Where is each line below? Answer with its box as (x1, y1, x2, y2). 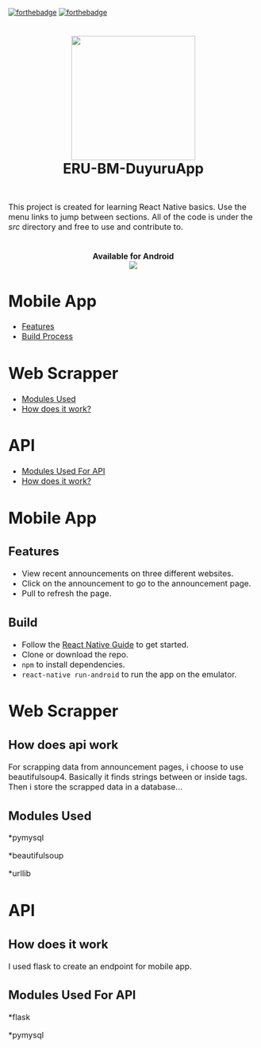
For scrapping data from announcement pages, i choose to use (8, 761, 244, 772)
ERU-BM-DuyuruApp (63, 160, 204, 178)
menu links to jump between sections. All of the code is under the (8, 211, 253, 222)
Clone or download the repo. (21, 649, 129, 660)
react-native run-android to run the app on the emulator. (21, 668, 237, 680)
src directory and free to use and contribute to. (8, 221, 184, 232)
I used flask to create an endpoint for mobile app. (8, 960, 192, 972)
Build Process (21, 331, 74, 342)
